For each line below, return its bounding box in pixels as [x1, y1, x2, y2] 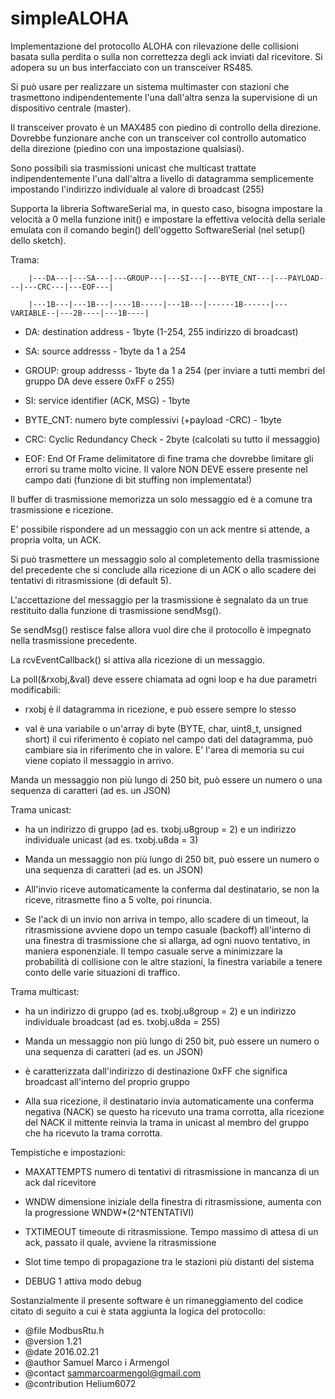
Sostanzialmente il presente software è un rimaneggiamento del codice [10, 1294, 304, 1306]
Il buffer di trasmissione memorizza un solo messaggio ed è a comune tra [10, 493, 313, 505]
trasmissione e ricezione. [10, 503, 114, 516]
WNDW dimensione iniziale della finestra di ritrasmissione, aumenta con [24, 1195, 322, 1207]
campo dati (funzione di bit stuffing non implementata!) [24, 473, 253, 486]
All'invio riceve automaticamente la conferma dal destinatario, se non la [24, 883, 320, 895]
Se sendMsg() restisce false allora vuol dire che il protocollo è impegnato [10, 623, 312, 636]
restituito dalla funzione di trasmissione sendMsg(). [10, 604, 222, 616]
